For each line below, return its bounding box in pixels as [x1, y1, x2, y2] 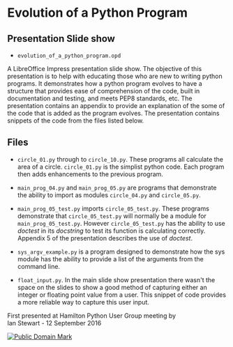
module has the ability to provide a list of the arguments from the [17, 254, 204, 263]
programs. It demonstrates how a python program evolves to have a [7, 79, 202, 88]
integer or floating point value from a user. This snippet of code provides [17, 291, 227, 299]
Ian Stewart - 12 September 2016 [7, 318, 102, 327]
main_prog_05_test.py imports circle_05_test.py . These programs [17, 204, 209, 213]
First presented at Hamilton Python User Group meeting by [7, 311, 176, 320]
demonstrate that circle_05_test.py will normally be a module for [17, 211, 207, 220]
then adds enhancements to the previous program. [17, 169, 164, 178]
